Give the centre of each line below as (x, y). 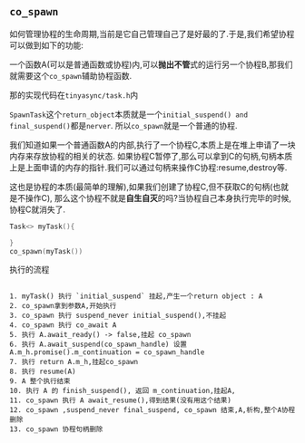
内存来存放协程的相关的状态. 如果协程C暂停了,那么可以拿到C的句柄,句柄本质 (151, 156)
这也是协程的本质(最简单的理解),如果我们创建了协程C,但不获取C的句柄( (141, 187)
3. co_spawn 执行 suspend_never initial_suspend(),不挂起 (118, 316)
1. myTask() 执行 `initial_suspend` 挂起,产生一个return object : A (136, 296)
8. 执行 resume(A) (43, 372)
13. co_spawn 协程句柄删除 (56, 429)
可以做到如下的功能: (47, 45)
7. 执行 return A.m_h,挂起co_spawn (74, 362)
